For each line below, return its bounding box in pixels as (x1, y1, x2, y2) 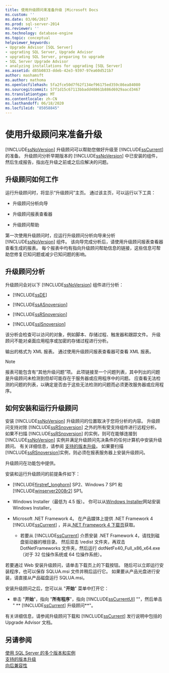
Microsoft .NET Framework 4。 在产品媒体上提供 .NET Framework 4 (12, 515, 153, 521)
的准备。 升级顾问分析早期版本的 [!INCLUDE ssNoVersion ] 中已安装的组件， (5, 153, 160, 159)
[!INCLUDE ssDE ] (12, 291, 47, 297)
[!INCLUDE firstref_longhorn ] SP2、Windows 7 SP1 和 (12, 482, 123, 488)
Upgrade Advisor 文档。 (5, 620, 55, 626)
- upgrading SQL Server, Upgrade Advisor (5, 49, 94, 54)
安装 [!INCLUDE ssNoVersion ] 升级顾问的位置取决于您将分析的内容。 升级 (5, 418, 156, 424)
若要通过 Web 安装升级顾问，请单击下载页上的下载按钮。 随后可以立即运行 (5, 562, 159, 568)
